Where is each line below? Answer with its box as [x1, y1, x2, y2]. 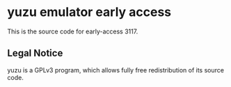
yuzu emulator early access [7, 4, 172, 20]
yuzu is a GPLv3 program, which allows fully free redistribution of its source [7, 65, 225, 74]
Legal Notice [7, 47, 63, 59]
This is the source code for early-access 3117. [7, 27, 138, 35]
